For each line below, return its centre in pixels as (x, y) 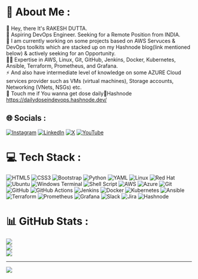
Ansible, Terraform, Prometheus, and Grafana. (62, 66)
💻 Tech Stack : (44, 157)
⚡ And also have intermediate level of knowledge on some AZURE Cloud (94, 72)
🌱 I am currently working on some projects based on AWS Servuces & (91, 41)
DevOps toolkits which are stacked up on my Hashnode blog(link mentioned (98, 47)
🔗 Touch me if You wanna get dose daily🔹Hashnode (69, 93)
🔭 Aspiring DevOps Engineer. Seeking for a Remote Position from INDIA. (93, 34)
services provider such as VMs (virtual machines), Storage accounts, (90, 81)
